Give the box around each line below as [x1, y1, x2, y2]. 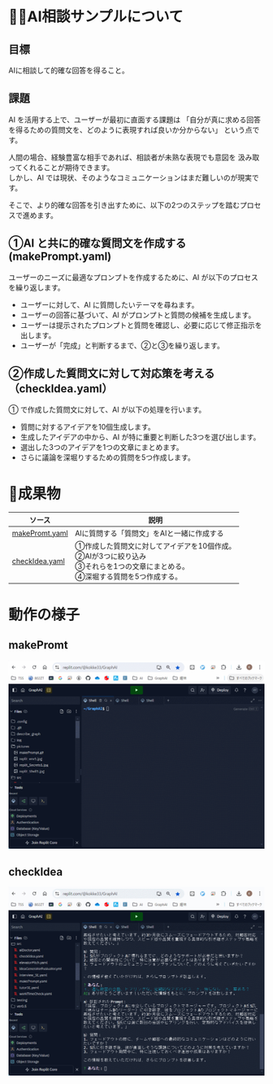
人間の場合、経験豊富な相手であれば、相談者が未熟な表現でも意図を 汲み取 [8, 152, 260, 162]
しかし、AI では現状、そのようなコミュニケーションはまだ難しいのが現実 [8, 173, 253, 182]
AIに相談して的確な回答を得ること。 [8, 66, 129, 75]
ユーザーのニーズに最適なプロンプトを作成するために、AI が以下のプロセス [8, 272, 258, 282]
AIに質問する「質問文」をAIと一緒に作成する [74, 528, 224, 538]
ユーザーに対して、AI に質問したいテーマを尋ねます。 [19, 299, 199, 309]
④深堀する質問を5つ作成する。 [74, 571, 183, 582]
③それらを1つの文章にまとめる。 [74, 562, 189, 571]
